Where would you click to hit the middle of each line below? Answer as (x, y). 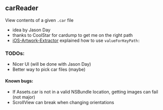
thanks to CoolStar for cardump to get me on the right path (73, 35)
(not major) (24, 97)
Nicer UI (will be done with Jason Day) (52, 64)
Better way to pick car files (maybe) (49, 70)
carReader (22, 8)
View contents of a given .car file (39, 20)
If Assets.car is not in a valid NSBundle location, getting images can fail (85, 92)
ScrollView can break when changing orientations (63, 103)
